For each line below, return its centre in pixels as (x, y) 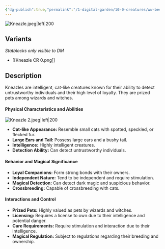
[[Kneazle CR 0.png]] (34, 60)
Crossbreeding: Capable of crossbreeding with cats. (66, 188)
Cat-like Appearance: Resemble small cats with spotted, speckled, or (83, 129)
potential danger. (29, 221)
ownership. (24, 241)
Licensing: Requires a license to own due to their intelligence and (79, 215)
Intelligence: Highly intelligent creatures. (54, 145)
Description (23, 76)
